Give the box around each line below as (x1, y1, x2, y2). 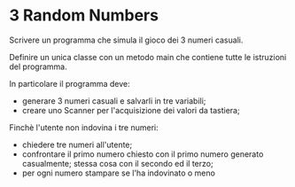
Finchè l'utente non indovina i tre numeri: (9, 121, 159, 133)
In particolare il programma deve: (9, 78, 130, 89)
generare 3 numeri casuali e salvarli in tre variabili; (21, 95, 206, 106)
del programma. (9, 61, 68, 72)
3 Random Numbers (9, 5, 159, 26)
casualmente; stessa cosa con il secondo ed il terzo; (21, 158, 214, 168)
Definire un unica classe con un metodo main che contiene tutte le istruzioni (9, 51, 287, 62)
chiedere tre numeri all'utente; (21, 139, 133, 150)
